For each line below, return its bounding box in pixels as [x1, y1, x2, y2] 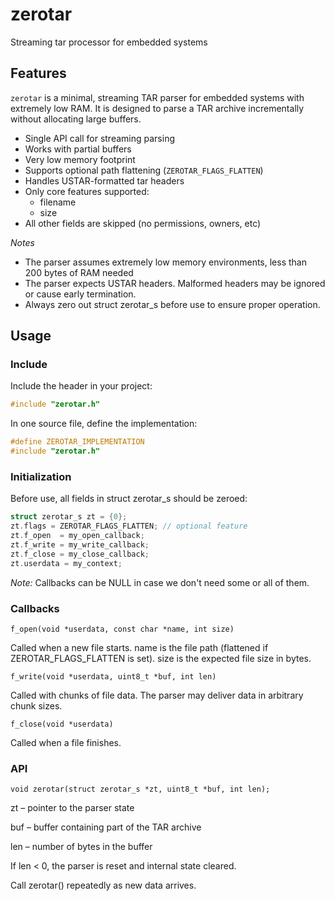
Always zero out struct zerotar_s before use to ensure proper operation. [24, 298, 321, 310]
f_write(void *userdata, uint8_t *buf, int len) [10, 671, 217, 682]
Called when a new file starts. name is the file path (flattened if [10, 641, 269, 653]
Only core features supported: [24, 185, 150, 197]
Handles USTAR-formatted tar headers [24, 174, 185, 187]
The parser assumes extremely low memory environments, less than [24, 256, 307, 268]
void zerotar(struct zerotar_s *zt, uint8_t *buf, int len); [10, 784, 271, 795]
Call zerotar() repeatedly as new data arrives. [10, 879, 197, 892]
